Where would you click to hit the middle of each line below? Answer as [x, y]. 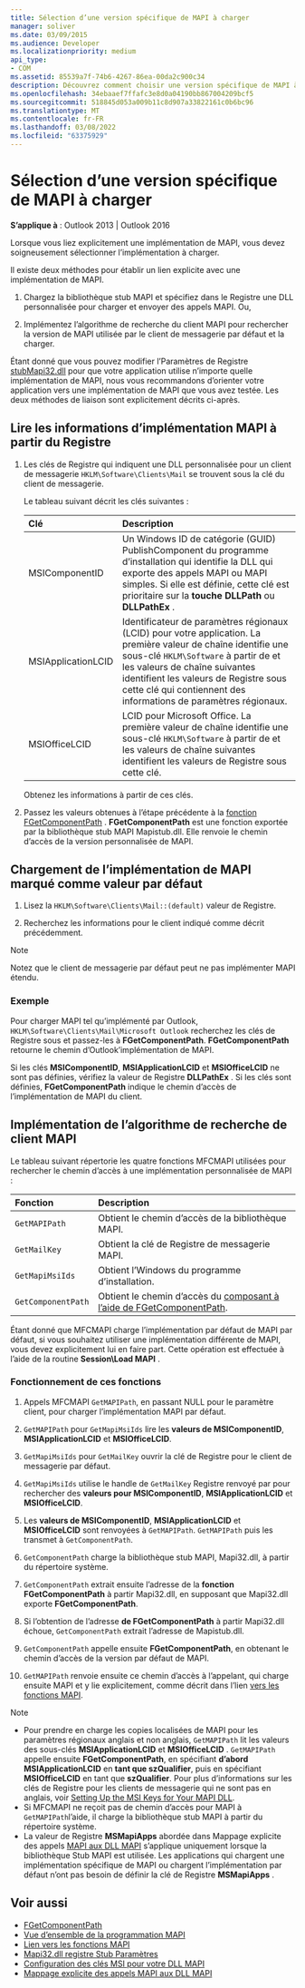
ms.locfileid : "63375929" [59, 136]
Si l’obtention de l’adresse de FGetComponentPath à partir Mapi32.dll [153, 1621]
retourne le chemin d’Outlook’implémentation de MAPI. [112, 1049]
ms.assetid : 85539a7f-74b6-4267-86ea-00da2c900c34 [108, 77]
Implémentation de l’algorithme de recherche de [149, 1125]
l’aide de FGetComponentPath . [163, 1307]
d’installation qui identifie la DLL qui [197, 561]
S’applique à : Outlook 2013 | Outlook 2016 [91, 225]
